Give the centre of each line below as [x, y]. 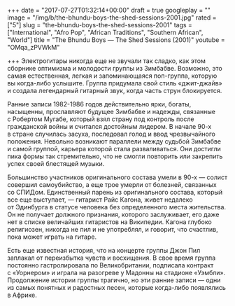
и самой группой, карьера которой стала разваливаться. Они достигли [114, 149]
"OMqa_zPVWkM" [34, 47]
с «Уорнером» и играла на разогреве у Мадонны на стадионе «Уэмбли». [116, 273]
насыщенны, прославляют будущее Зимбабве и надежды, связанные [111, 112]
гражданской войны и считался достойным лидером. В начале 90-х [109, 126]
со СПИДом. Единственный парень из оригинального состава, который [115, 192]
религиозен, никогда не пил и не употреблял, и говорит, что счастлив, [113, 229]
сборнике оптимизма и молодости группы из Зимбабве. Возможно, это [115, 68]
